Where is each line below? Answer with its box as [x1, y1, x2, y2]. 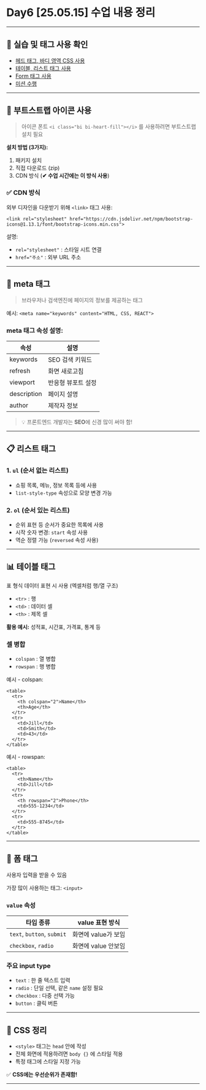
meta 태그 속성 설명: [6, 326, 63, 335]
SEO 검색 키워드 [48, 355, 93, 364]
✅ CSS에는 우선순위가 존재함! [6, 1071, 78, 1078]
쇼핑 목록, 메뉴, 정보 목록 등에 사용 [15, 481, 97, 489]
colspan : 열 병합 [15, 655, 56, 663]
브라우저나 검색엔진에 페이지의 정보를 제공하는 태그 [21, 296, 143, 303]
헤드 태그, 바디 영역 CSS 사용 [15, 56, 85, 64]
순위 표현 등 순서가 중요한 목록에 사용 [15, 520, 104, 528]
